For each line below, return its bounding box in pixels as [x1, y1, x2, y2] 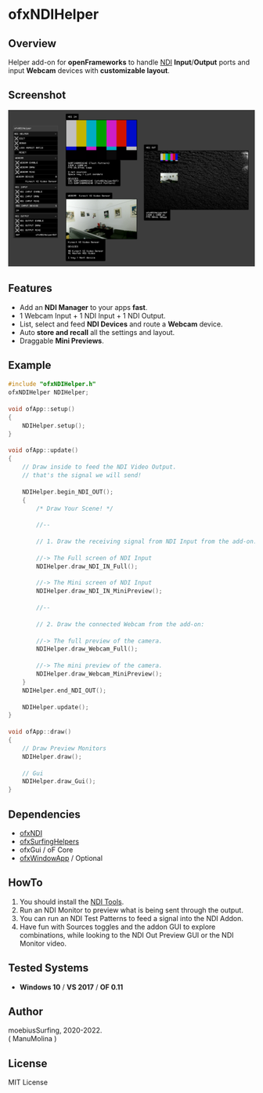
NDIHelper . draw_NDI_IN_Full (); [36, 563, 139, 570]
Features [8, 282, 52, 295]
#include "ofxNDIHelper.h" [8, 381, 96, 388]
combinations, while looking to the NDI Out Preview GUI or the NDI [19, 930, 234, 939]
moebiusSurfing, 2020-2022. [8, 1026, 103, 1035]
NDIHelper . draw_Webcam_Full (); [36, 645, 139, 653]
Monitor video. [19, 938, 67, 948]
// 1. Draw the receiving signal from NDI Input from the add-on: [36, 537, 258, 545]
